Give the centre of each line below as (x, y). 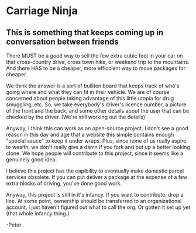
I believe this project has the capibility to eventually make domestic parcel (95, 171)
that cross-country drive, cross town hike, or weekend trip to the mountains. (98, 62)
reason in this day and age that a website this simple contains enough (90, 134)
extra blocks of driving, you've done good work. (64, 183)
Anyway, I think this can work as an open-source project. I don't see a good (97, 128)
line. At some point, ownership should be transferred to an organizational (94, 201)
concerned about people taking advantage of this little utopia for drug (90, 98)
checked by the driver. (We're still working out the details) (76, 117)
